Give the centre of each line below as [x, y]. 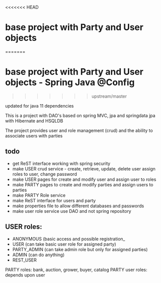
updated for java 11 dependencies [40, 106]
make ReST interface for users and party [54, 200]
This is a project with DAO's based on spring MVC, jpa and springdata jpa [80, 115]
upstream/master [109, 96]
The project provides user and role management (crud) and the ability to [79, 130]
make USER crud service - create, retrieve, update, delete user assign [84, 168]
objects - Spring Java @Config [70, 82]
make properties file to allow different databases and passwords [78, 206]
